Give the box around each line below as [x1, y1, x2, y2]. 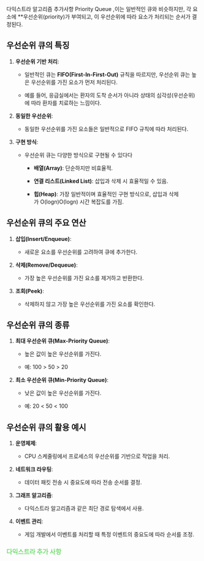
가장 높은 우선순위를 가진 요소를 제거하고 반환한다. [24, 274, 144, 281]
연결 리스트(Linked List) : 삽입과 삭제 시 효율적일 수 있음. [33, 177, 168, 185]
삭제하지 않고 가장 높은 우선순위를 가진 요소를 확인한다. [24, 300, 156, 308]
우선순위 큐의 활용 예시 [6, 422, 87, 432]
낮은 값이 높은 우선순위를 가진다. [24, 389, 102, 397]
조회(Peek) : [15, 287, 44, 294]
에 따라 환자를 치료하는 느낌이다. [24, 99, 102, 106]
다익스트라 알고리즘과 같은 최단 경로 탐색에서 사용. [24, 505, 144, 512]
